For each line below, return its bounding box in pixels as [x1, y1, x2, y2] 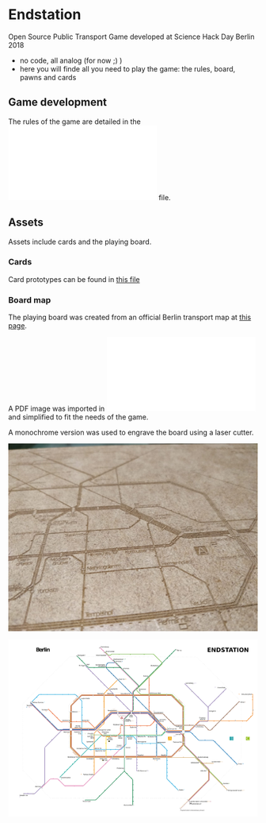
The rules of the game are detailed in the [8, 117, 141, 126]
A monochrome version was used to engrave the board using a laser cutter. [8, 427, 254, 438]
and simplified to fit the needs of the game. [8, 412, 149, 422]
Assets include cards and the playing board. [8, 237, 152, 246]
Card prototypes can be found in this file [8, 274, 140, 284]
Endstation [8, 6, 82, 24]
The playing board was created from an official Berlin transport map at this [8, 312, 252, 323]
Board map [8, 294, 51, 305]
